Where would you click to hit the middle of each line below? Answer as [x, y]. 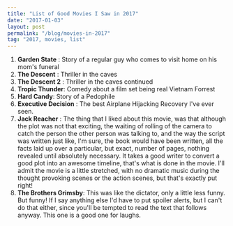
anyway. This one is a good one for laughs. [79, 215]
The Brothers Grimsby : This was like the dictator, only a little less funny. [121, 193]
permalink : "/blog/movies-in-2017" [59, 33]
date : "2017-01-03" [36, 20]
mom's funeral [38, 67]
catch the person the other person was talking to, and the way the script [121, 134]
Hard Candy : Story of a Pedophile [66, 97]
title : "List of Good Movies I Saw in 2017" [73, 14]
